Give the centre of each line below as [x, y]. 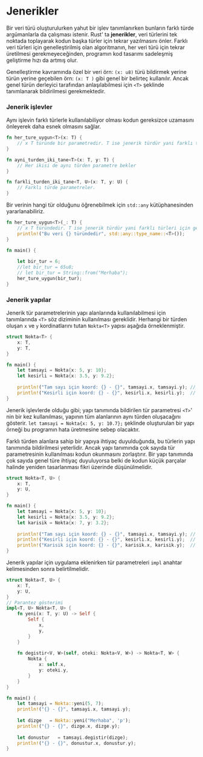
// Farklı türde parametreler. [56, 188]
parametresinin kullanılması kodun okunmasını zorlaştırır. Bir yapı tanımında [100, 454]
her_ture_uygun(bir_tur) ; [50, 278]
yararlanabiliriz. [25, 212]
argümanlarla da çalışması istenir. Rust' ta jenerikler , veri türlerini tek [92, 34]
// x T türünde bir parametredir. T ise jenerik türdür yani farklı [105, 144]
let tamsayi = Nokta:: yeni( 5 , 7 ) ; [60, 704]
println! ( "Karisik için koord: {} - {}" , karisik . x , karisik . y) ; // [107, 545]
